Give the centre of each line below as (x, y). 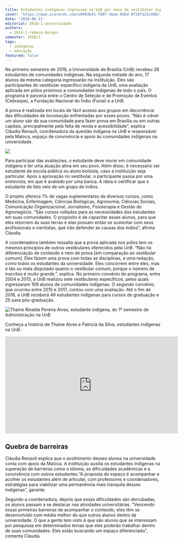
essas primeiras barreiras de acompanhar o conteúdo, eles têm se (73, 510)
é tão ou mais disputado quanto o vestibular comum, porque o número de (80, 269)
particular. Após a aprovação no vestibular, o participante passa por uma (79, 176)
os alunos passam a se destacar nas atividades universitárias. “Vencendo (80, 505)
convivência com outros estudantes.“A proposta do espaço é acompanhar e (82, 474)
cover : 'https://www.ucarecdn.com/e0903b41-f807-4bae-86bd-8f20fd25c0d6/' (84, 14)
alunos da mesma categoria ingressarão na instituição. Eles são (70, 80)
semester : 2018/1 (23, 37)
